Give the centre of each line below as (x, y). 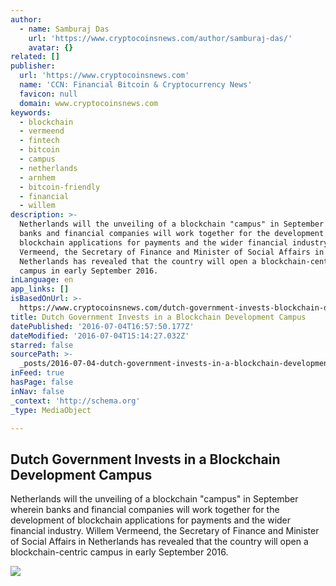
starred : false (42, 345)
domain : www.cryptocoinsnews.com (89, 103)
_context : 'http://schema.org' (75, 401)
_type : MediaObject (51, 410)
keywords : (31, 112)
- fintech (39, 141)
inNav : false (37, 391)
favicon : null (48, 94)
